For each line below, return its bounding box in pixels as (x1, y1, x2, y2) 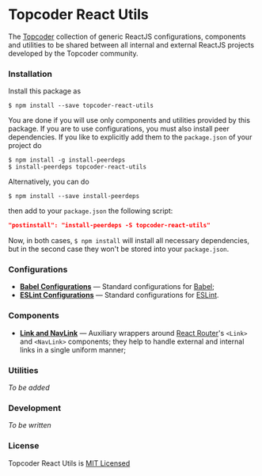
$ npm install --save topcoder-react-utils (8, 101, 154, 110)
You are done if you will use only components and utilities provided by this (8, 116, 251, 125)
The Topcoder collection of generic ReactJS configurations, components (8, 32, 246, 41)
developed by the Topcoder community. (8, 48, 139, 58)
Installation (8, 68, 53, 79)
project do (8, 141, 42, 150)
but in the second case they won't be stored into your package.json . (8, 244, 230, 254)
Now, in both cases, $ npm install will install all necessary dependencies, (8, 236, 250, 246)
